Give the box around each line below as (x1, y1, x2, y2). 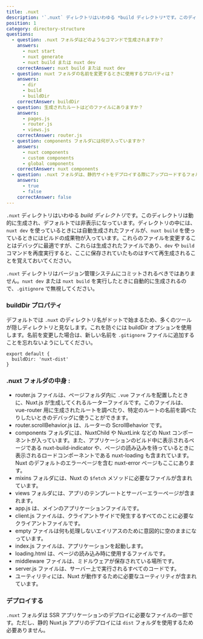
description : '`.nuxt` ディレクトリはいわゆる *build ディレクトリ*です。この (6, 14, 188, 21)
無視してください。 (50, 284, 98, 292)
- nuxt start (22, 48, 56, 54)
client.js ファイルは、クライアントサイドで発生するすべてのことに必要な (14, 512, 195, 519)
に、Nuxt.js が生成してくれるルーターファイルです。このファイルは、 (14, 399, 187, 406)
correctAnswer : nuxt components (17, 166, 98, 172)
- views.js (22, 127, 50, 133)
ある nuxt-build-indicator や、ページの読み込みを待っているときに (31, 445, 195, 452)
